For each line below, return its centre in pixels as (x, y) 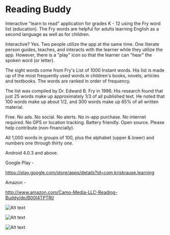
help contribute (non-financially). (40, 128)
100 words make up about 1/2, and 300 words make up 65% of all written (82, 101)
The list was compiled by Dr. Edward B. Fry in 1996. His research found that (84, 91)
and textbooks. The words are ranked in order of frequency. (68, 81)
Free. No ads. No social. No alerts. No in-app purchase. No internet (76, 117)
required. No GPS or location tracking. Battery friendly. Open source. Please (85, 122)
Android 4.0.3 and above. (32, 153)
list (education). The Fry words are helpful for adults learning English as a (82, 28)
